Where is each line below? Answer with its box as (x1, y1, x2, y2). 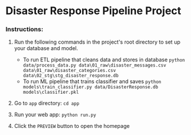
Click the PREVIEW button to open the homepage (14, 123, 130, 130)
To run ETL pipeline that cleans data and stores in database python (22, 56, 186, 63)
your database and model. (14, 45, 78, 52)
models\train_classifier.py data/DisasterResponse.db (22, 84, 158, 90)
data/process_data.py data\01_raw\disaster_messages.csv (22, 62, 167, 68)
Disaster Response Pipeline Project (5, 4, 182, 18)
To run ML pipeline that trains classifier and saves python (22, 78, 162, 85)
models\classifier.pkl (22, 90, 79, 96)
